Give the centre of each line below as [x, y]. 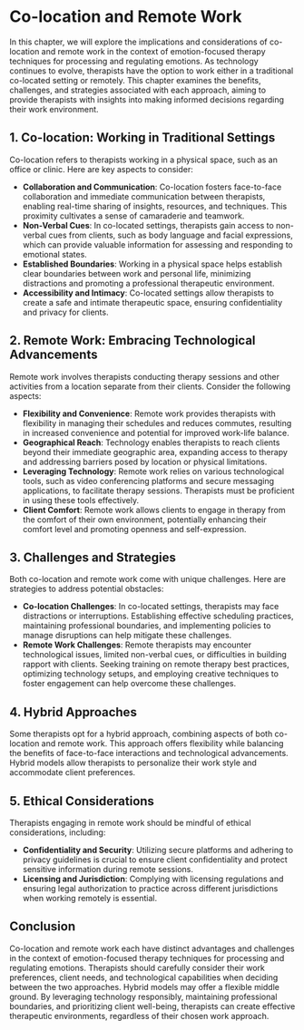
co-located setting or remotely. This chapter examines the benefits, [135, 80]
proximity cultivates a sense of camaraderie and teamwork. [133, 216]
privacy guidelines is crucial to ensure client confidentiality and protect [155, 860]
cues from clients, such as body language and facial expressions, [171, 235]
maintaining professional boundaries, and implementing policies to [147, 626]
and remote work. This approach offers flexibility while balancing [162, 743]
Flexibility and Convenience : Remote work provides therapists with [149, 413]
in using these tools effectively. [80, 500]
